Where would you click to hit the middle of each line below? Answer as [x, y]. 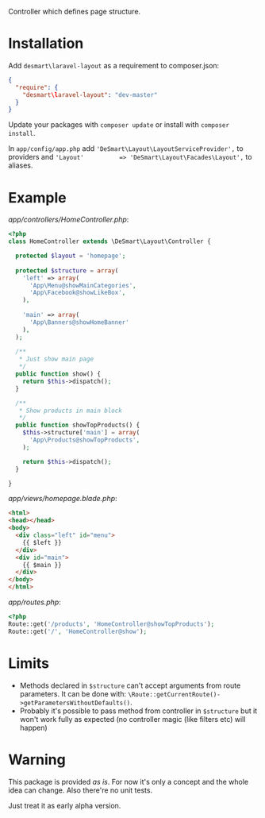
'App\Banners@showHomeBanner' [79, 322]
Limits [29, 663]
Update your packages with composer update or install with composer [119, 125]
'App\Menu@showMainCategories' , [83, 285]
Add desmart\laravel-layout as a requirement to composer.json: [114, 65]
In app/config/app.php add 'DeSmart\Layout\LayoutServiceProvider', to [126, 149]
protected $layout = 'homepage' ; [71, 256]
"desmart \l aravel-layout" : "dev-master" [90, 95]
